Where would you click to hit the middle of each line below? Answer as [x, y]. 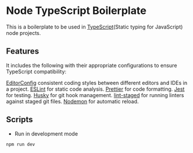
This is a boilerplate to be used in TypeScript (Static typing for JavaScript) [94, 27]
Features [23, 51]
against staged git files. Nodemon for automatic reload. [73, 101]
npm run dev [20, 144]
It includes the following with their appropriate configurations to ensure [92, 65]
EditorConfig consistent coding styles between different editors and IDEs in [97, 83]
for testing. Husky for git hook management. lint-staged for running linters [95, 95]
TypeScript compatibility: [36, 72]
